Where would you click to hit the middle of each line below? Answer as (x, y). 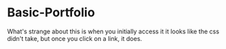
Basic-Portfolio (51, 13)
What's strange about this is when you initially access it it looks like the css (113, 31)
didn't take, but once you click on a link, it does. (75, 38)
